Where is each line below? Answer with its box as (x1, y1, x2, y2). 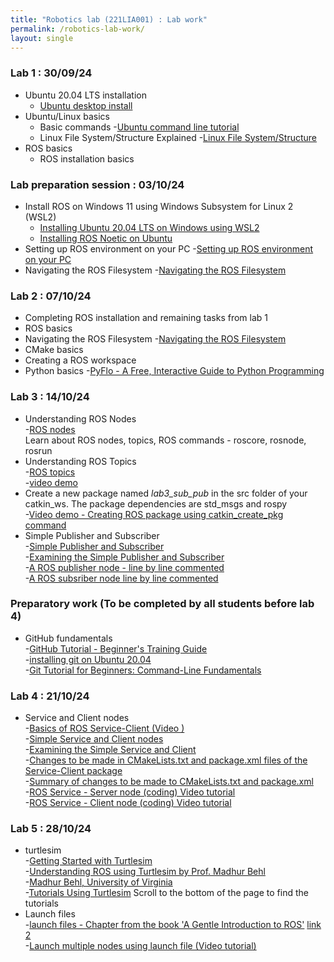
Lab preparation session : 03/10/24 (10, 177, 185, 191)
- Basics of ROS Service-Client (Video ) (24, 722, 185, 735)
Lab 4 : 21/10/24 (10, 689, 90, 703)
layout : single (10, 33, 74, 43)
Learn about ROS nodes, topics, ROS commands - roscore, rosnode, (24, 434, 307, 446)
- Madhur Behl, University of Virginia (24, 876, 173, 888)
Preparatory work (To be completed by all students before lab (10, 597, 315, 611)
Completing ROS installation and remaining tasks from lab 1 (24, 312, 268, 324)
